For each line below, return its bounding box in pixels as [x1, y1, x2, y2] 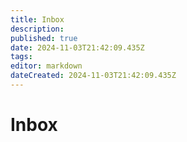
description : [10, 24, 65, 34]
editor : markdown [10, 61, 83, 71]
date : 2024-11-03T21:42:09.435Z [10, 42, 145, 53]
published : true [10, 33, 78, 43]
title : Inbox [10, 14, 65, 25]
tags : [10, 52, 33, 62]
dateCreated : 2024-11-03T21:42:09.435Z [10, 71, 177, 81]
